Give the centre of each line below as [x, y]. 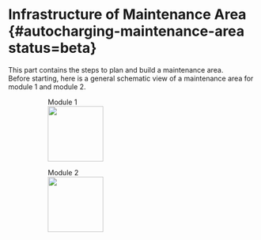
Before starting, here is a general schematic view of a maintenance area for [131, 78]
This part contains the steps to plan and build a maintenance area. [116, 69]
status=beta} [53, 48]
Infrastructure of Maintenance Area [127, 15]
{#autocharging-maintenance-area [127, 31]
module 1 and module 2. [47, 86]
